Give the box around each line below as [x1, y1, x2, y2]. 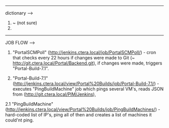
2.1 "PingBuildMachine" [5, 101, 54, 107]
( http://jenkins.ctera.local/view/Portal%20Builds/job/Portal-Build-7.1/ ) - [12, 81, 159, 86]
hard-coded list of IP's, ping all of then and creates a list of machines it [5, 112, 152, 117]
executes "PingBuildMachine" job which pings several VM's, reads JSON [12, 86, 164, 92]
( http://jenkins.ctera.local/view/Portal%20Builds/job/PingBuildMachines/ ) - [5, 106, 160, 112]
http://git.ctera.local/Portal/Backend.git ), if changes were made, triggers [12, 60, 162, 66]
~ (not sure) [12, 20, 38, 26]
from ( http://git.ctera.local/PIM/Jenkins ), [12, 91, 97, 97]
